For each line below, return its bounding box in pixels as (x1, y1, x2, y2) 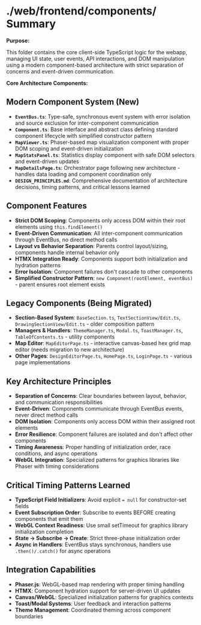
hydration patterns (14, 261, 61, 269)
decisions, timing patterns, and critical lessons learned (14, 183, 151, 190)
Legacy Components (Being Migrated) (6, 298, 152, 308)
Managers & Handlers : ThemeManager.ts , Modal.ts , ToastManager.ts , (14, 327, 183, 334)
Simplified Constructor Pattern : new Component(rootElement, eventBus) (14, 274, 193, 281)
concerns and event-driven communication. (6, 67, 115, 75)
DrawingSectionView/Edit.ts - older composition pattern (14, 320, 155, 328)
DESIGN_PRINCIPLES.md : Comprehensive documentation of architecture (14, 176, 188, 184)
